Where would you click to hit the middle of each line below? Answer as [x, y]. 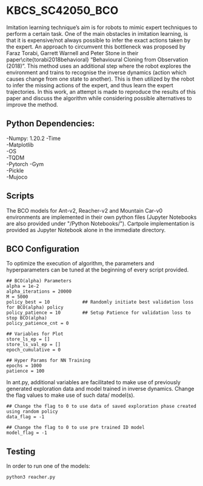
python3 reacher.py [31, 477]
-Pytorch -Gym [25, 164]
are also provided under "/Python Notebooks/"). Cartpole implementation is [101, 223]
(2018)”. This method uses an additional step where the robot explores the [99, 66]
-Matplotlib [20, 145]
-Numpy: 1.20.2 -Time [34, 138]
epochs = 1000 [24, 366]
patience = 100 [25, 371]
